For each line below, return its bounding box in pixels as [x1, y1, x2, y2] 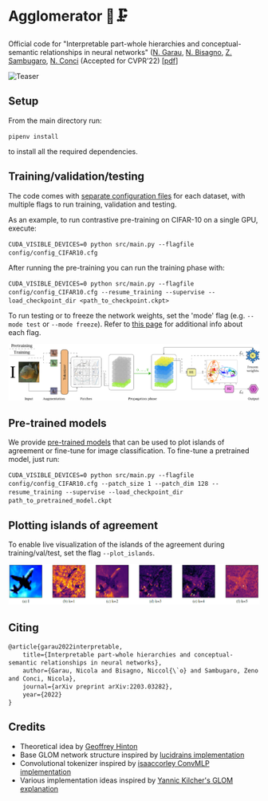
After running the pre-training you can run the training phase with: [8, 262, 225, 272]
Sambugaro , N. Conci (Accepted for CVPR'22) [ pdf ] [8, 56, 179, 65]
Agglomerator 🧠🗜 [8, 7, 129, 26]
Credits [8, 720, 46, 734]
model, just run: [8, 455, 60, 464]
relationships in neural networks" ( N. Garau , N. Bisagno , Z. [39, 47, 233, 57]
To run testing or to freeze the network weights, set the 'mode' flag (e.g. [8, 310, 246, 320]
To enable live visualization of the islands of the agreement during [8, 539, 225, 549]
